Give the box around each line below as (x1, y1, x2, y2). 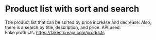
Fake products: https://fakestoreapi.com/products (5, 29, 105, 35)
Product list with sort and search (5, 3, 139, 14)
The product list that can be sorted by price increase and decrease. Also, (5, 19, 152, 25)
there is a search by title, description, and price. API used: (5, 24, 121, 30)
